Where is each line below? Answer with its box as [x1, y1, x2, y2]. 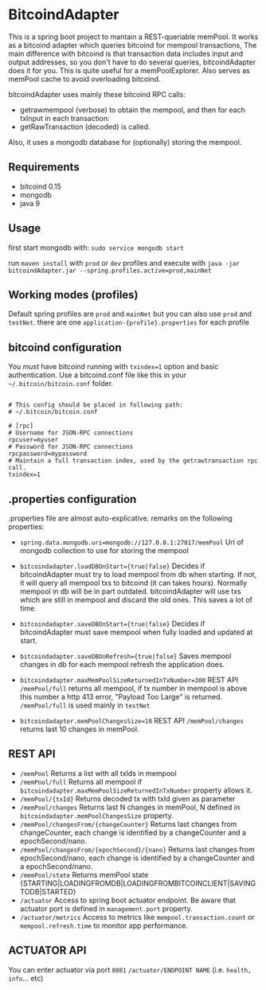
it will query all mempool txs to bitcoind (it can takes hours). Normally [19, 579, 248, 587]
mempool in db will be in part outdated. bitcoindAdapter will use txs [19, 587, 241, 596]
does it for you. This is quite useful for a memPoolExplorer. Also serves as [8, 65, 251, 75]
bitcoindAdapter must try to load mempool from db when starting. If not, [19, 570, 257, 579]
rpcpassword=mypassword [8, 450, 88, 458]
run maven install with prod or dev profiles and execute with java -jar [8, 258, 241, 267]
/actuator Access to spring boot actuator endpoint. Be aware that [19, 895, 237, 905]
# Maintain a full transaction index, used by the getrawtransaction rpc [8, 457, 259, 465]
